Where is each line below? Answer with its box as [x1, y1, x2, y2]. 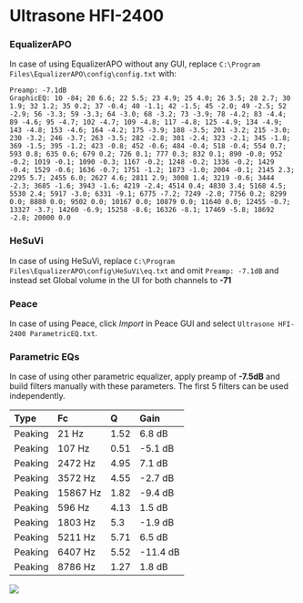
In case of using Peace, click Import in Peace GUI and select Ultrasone [9, 318, 275, 329]
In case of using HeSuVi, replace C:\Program [9, 255, 176, 266]
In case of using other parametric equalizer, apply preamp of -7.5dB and [9, 371, 280, 383]
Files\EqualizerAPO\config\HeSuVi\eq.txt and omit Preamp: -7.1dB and [9, 265, 279, 276]
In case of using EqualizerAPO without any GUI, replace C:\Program [9, 58, 261, 69]
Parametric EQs [9, 351, 80, 363]
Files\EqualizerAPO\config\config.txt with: [9, 68, 177, 79]
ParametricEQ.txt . [29, 328, 98, 339]
